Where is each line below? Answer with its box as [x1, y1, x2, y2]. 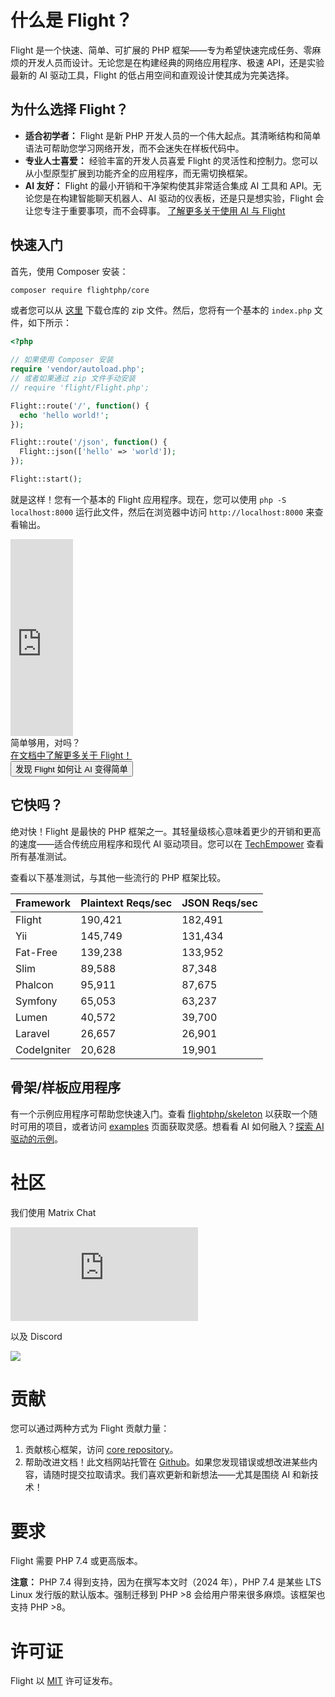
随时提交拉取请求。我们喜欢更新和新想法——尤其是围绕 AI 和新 [51, 1469, 311, 1481]
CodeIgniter [15, 1042, 72, 1056]
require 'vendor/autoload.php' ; [10, 364, 145, 375]
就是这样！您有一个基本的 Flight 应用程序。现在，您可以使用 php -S [10, 493, 287, 505]
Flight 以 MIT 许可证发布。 [10, 1675, 118, 1687]
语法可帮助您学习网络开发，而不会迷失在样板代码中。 [24, 142, 245, 154]
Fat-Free [15, 945, 58, 959]
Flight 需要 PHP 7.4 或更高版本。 [10, 1555, 143, 1567]
